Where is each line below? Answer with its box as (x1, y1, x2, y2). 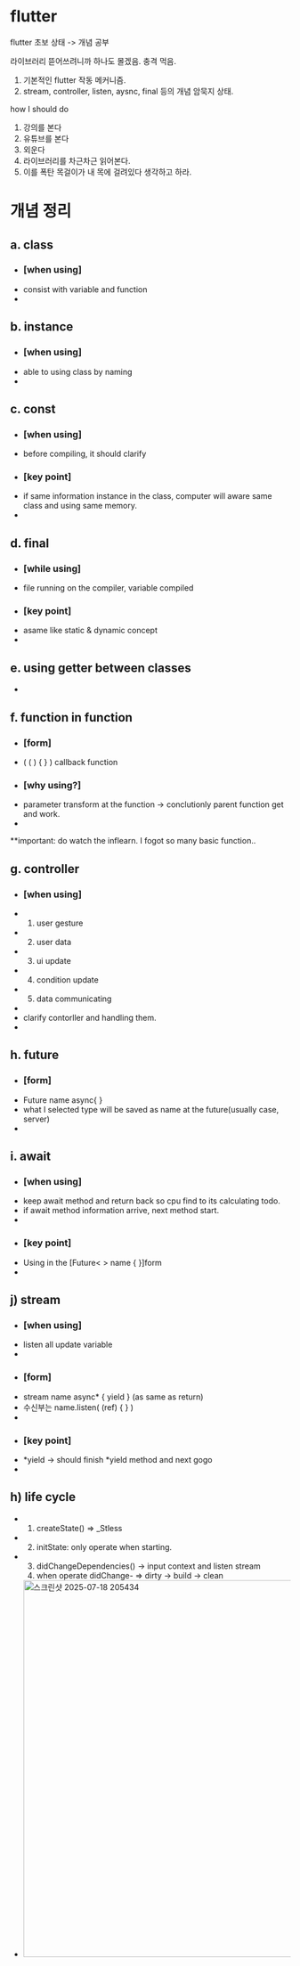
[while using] (22, 562, 82, 575)
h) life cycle (10, 1489, 77, 1505)
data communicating (36, 993, 112, 1004)
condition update (36, 974, 99, 985)
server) (22, 1114, 50, 1124)
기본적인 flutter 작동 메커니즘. (22, 74, 126, 86)
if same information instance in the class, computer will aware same (22, 491, 272, 502)
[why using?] (22, 779, 82, 791)
